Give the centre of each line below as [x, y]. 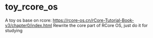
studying [14, 30]
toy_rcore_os [32, 7]
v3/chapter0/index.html [29, 25]
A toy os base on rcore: [28, 20]
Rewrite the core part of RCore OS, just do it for [101, 25]
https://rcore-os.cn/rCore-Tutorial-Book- [93, 20]
